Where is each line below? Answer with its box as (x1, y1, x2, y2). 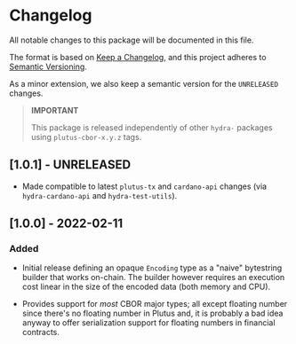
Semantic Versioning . (9, 61, 87, 72)
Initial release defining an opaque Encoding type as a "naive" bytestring (21, 262, 283, 273)
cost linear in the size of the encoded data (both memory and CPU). (21, 281, 271, 293)
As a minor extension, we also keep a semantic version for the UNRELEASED (9, 78, 278, 89)
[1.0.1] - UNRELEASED (9, 157, 132, 173)
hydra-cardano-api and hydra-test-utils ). (21, 190, 178, 200)
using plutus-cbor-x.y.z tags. (30, 131, 142, 142)
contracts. (21, 327, 60, 338)
